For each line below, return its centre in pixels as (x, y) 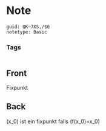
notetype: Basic (27, 32)
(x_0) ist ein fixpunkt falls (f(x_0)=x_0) (53, 121)
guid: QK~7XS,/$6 (28, 27)
